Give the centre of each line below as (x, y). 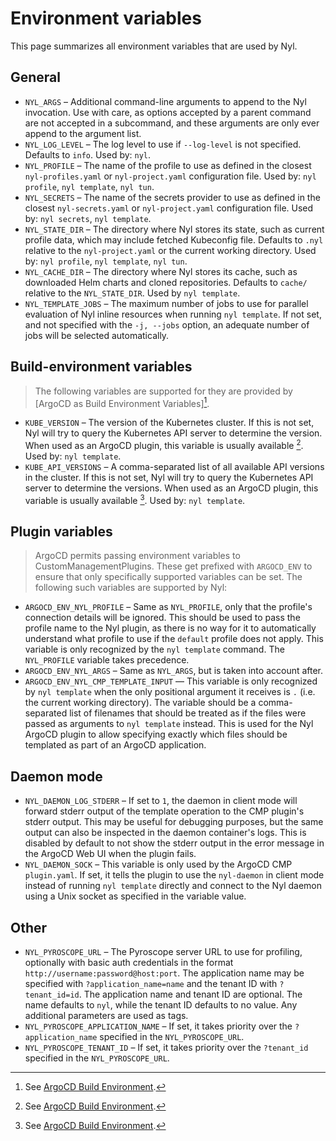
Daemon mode (56, 776)
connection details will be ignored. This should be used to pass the (162, 618)
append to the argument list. (83, 133)
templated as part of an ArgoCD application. (115, 745)
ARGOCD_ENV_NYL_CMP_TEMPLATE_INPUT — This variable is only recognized (171, 681)
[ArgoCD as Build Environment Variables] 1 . (122, 402)
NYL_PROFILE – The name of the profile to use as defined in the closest (168, 165)
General (36, 77)
